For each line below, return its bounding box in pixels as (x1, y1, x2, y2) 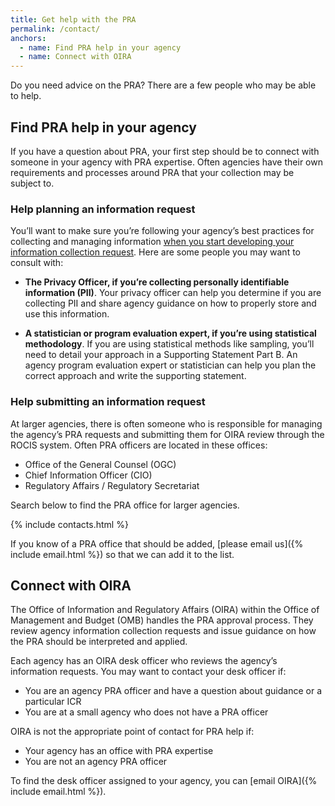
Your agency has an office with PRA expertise (24, 745, 214, 757)
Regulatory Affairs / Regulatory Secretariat (24, 479, 200, 491)
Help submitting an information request (10, 395, 206, 409)
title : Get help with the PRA (10, 14, 137, 25)
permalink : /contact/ (10, 24, 101, 34)
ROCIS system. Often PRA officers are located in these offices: (10, 439, 268, 451)
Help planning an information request (10, 202, 196, 216)
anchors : (10, 33, 47, 43)
